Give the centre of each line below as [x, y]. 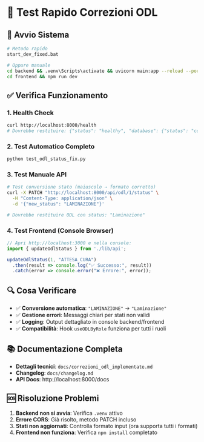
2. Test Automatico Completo [51, 146]
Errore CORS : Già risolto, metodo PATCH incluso [76, 419]
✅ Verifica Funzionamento [58, 95]
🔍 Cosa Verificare [42, 290]
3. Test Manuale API [37, 174]
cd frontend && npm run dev [42, 76]
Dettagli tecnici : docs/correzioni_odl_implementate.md [84, 366]
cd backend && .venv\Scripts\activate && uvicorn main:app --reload [95, 71]
